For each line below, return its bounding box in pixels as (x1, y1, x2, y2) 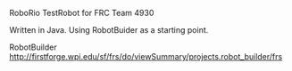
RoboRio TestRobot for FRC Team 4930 (9, 8, 154, 18)
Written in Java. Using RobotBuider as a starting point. (9, 25, 209, 35)
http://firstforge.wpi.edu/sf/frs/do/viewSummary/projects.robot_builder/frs (9, 51, 283, 61)
